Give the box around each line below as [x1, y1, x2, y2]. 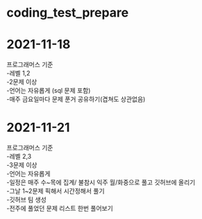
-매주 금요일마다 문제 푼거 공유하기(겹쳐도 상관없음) [6, 95, 146, 103]
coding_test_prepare [6, 5, 129, 21]
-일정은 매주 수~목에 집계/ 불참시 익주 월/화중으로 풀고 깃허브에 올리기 [6, 178, 196, 186]
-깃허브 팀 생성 [6, 195, 47, 204]
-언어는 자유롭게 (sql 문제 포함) [6, 87, 91, 95]
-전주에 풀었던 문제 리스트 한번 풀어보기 [6, 204, 114, 213]
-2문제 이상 [6, 78, 37, 86]
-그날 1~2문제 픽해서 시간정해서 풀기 [6, 187, 105, 195]
